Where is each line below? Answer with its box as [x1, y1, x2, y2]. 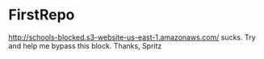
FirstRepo [8, 6, 75, 24]
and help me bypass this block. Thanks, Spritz [8, 40, 162, 50]
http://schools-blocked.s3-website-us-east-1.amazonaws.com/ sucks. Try [8, 32, 256, 42]
